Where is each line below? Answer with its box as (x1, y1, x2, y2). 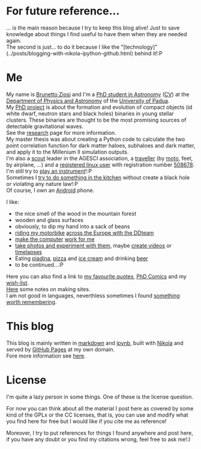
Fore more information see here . (6, 352, 86, 359)
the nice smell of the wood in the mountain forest (14, 209, 137, 217)
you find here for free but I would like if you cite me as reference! (6, 417, 167, 425)
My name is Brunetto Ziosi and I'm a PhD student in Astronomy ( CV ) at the (6, 90, 190, 98)
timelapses (14, 248, 42, 255)
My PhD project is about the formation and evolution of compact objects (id (6, 104, 193, 111)
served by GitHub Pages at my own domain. (6, 345, 115, 353)
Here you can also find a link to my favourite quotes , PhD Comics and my (6, 273, 187, 280)
